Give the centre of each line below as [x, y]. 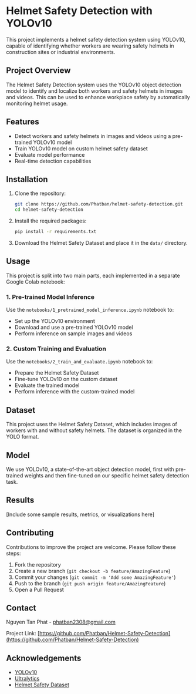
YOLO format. [23, 437]
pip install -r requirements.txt [55, 232]
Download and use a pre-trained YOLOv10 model [74, 328]
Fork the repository [38, 564]
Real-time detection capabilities [53, 161]
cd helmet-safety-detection [49, 210]
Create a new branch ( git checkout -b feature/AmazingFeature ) [92, 571]
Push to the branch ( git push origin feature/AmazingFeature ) [90, 583]
